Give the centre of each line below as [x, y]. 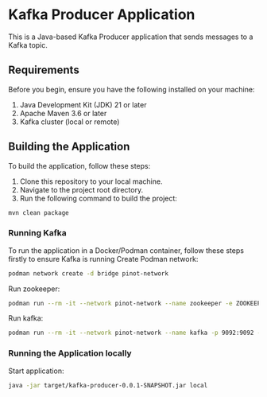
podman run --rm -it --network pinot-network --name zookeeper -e [120, 303]
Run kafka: [26, 318]
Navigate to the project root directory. [81, 189]
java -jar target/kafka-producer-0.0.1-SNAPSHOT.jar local [108, 385]
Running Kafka [37, 233]
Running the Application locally [70, 353]
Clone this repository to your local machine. [91, 181]
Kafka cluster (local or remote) [70, 122]
